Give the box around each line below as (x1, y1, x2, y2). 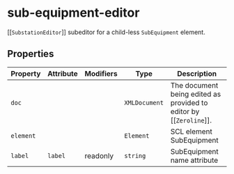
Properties (7, 48, 54, 60)
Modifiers (84, 68, 118, 78)
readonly (84, 151, 114, 161)
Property (10, 68, 41, 78)
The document (170, 80, 219, 90)
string (124, 152, 146, 159)
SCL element (170, 127, 212, 136)
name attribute (170, 155, 219, 165)
